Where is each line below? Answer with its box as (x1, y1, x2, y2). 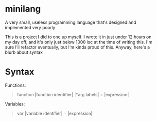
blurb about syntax (5, 49, 43, 55)
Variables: (5, 101, 25, 107)
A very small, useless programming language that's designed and (5, 19, 136, 25)
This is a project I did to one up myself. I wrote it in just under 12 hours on (5, 34, 152, 40)
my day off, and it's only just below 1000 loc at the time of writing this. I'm (5, 39, 153, 45)
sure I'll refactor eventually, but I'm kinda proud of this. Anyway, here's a (5, 44, 150, 50)
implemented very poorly (5, 24, 55, 30)
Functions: (5, 82, 26, 88)
